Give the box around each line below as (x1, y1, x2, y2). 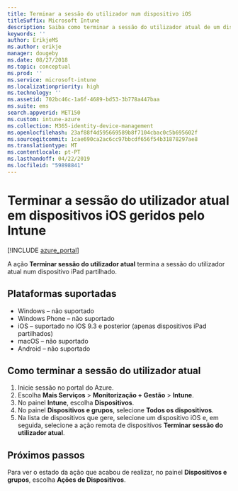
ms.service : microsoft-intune (7, 76, 97, 84)
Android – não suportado (17, 344, 91, 353)
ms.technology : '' (7, 89, 62, 96)
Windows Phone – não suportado (17, 314, 115, 322)
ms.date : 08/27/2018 (7, 57, 69, 64)
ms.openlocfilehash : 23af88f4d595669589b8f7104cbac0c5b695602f (7, 129, 198, 136)
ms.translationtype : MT (7, 142, 78, 149)
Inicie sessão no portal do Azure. (17, 383, 114, 392)
